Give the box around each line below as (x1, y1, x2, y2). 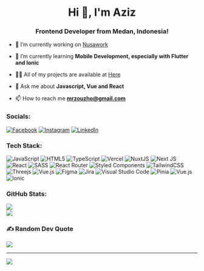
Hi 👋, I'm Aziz (67, 5, 137, 19)
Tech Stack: (6, 141, 42, 149)
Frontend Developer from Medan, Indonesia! (35, 27, 169, 36)
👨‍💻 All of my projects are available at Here (15, 71, 121, 78)
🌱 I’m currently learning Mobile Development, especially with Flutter (15, 53, 189, 60)
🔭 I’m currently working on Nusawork (15, 41, 108, 48)
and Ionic (15, 59, 39, 66)
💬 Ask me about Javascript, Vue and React (15, 83, 124, 90)
